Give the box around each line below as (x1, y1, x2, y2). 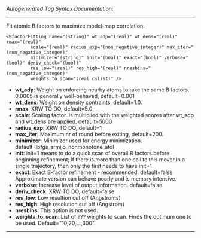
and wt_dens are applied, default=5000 (14, 118, 112, 125)
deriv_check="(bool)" (28, 60, 82, 66)
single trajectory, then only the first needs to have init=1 (14, 163, 153, 169)
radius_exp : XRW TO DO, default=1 (14, 124, 102, 131)
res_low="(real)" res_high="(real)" (30, 65, 121, 71)
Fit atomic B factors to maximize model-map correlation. (6, 22, 145, 29)
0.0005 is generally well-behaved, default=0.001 (14, 93, 135, 99)
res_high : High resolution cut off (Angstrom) (14, 200, 124, 208)
